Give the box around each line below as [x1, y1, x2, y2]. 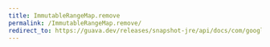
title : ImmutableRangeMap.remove [8, 11, 121, 20]
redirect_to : [8, 26, 52, 34]
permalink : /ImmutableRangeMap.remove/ [8, 19, 142, 27]
